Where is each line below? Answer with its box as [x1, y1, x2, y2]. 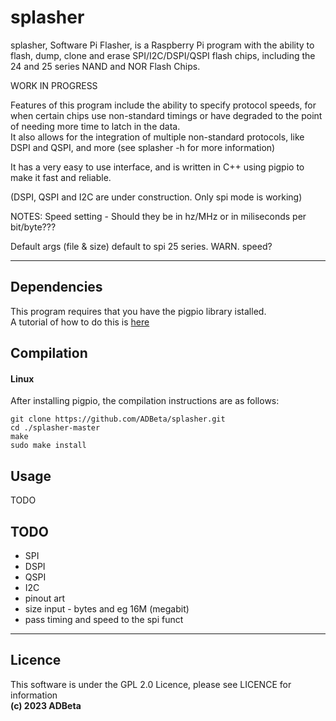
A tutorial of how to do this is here [10, 316, 150, 328]
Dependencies [10, 279, 103, 296]
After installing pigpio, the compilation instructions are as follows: [10, 395, 280, 407]
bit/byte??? [10, 221, 57, 233]
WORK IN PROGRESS [10, 79, 98, 91]
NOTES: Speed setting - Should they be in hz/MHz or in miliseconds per [10, 210, 307, 222]
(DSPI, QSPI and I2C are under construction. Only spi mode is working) [10, 191, 303, 203]
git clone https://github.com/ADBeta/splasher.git [10, 414, 226, 425]
